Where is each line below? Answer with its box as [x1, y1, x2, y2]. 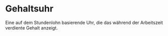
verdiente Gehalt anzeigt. [5, 24, 58, 30]
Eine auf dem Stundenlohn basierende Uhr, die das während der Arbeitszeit [5, 19, 163, 25]
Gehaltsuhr [5, 3, 54, 14]
